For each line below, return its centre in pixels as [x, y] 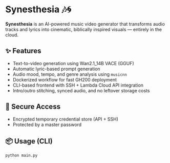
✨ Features [23, 51]
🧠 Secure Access [33, 107]
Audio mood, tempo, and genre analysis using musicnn [70, 74]
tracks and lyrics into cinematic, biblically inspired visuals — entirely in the [84, 29]
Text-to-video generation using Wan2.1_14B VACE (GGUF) [73, 63]
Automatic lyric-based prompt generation [57, 69]
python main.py [22, 156]
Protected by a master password [47, 125]
